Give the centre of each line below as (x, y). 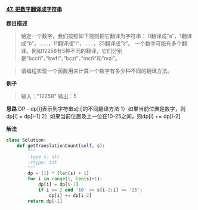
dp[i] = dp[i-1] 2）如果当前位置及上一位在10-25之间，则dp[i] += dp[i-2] (93, 117)
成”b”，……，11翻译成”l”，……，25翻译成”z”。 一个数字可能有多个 (101, 43)
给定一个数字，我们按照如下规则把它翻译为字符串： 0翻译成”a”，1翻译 (106, 36)
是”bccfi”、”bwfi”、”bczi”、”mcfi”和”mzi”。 (70, 58)
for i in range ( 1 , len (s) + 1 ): (65, 179)
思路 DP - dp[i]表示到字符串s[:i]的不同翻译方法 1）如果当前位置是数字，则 (96, 109)
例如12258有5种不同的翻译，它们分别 (77, 51)
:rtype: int (43, 162)
